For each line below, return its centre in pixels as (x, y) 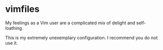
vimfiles (22, 9)
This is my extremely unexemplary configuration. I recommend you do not (81, 38)
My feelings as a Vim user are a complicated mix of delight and (70, 23)
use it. (12, 43)
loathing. (14, 28)
